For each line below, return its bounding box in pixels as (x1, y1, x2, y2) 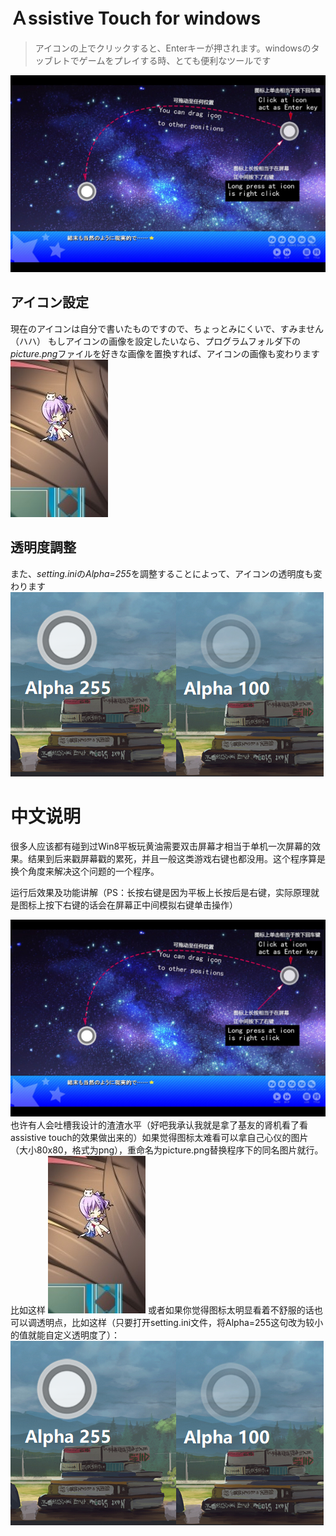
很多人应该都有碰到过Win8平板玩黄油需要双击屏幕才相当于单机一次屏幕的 (10, 840, 313, 852)
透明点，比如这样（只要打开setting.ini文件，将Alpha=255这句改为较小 (36, 1316, 324, 1328)
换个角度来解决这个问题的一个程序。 (10, 865, 160, 877)
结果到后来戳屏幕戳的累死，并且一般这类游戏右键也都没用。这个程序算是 (27, 852, 326, 864)
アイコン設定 (10, 294, 89, 311)
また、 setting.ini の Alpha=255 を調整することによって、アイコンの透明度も (10, 567, 314, 579)
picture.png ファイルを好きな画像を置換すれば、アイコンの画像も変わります (10, 347, 320, 359)
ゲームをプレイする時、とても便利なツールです (78, 54, 272, 66)
